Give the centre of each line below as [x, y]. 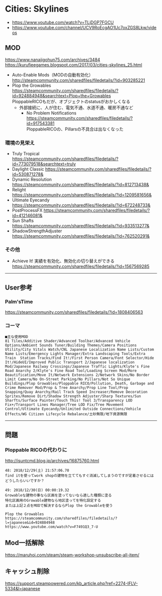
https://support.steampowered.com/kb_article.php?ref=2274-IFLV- [72, 583]
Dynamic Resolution [32, 179]
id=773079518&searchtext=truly [44, 164]
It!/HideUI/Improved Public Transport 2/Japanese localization [70, 362]
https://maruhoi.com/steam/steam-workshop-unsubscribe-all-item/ [72, 555]
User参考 [19, 287]
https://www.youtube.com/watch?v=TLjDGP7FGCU [63, 22]
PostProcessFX [27, 210]
